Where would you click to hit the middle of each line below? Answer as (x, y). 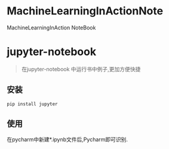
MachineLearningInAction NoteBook (51, 28)
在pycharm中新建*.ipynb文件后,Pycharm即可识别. (67, 139)
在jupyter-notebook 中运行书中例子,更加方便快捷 (81, 69)
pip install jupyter (33, 104)
